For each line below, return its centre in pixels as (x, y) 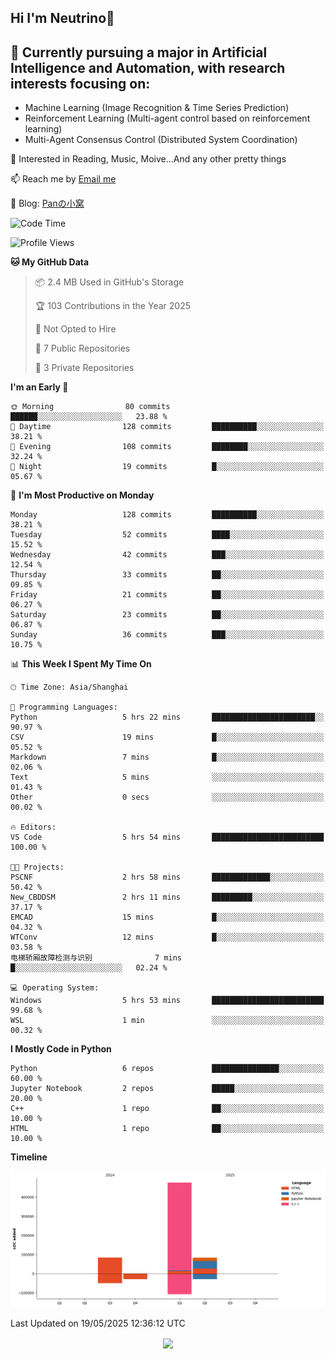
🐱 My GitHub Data (50, 262)
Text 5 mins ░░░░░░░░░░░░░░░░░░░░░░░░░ (167, 777)
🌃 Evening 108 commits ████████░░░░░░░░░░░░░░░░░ (167, 447)
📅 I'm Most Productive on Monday (82, 495)
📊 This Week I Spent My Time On (81, 664)
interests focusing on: (80, 83)
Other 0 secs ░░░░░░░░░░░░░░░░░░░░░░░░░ (167, 797)
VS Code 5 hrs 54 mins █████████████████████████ (167, 837)
